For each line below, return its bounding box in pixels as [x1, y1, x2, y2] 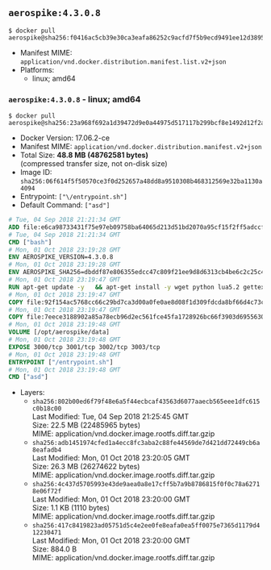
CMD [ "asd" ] [8, 373, 48, 381]
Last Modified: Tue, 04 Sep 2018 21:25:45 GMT [31, 412, 190, 422]
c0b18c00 [31, 405, 62, 413]
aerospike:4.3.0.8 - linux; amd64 [8, 94, 141, 105]
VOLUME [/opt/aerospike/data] [8, 328, 110, 336]
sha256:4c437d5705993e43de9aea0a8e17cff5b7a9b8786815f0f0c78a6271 [31, 481, 261, 489]
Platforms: [19, 64, 55, 74]
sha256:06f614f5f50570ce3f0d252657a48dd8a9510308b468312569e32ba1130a [19, 177, 263, 185]
